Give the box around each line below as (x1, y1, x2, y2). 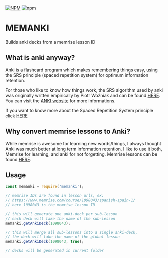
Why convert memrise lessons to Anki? (5, 127, 130, 136)
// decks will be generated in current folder (5, 248, 104, 253)
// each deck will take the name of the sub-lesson (5, 216, 115, 221)
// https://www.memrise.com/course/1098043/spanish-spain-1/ (5, 198, 136, 203)
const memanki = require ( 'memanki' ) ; (5, 184, 84, 189)
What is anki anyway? (5, 53, 75, 62)
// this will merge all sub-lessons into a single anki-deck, (5, 230, 138, 235)
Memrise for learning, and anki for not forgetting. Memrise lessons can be (5, 151, 158, 157)
